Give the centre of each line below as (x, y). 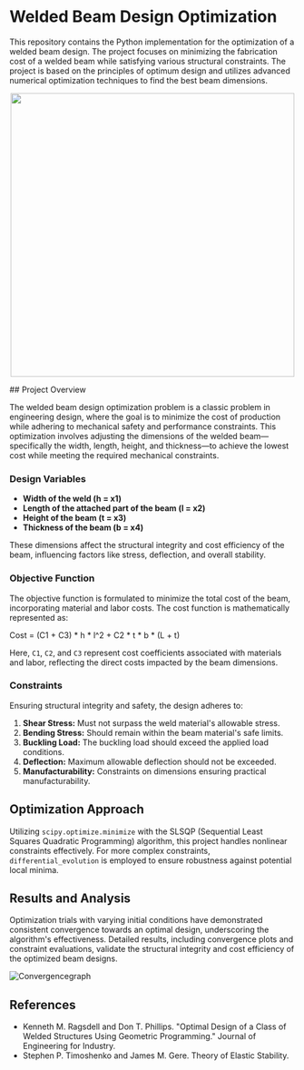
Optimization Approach (77, 810)
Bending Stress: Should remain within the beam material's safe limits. (153, 732)
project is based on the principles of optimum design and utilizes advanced (150, 71)
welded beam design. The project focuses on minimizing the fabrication (144, 51)
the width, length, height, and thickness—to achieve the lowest (172, 446)
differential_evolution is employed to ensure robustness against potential (151, 860)
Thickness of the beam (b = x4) (83, 527)
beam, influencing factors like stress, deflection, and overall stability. (137, 555)
